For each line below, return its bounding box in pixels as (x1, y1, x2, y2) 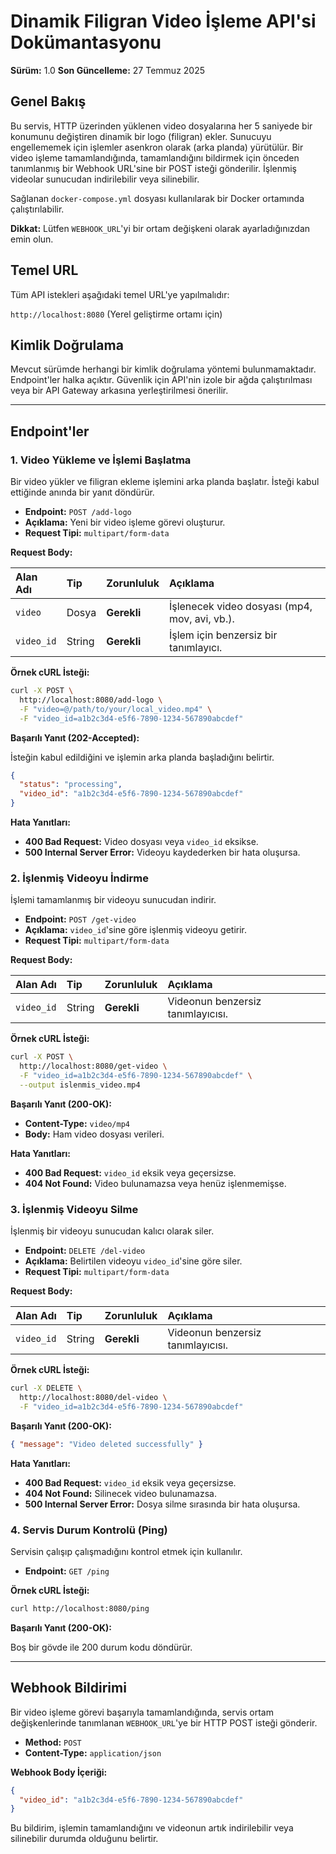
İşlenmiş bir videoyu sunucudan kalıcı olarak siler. (10, 1225, 215, 1237)
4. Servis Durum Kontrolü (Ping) (10, 1523, 168, 1537)
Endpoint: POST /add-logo (24, 506, 132, 518)
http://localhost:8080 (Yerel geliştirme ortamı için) (10, 308, 223, 320)
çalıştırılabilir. (10, 203, 65, 215)
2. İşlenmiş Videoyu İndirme (10, 871, 149, 885)
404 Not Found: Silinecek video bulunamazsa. (24, 1487, 217, 1499)
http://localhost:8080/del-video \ (19, 1393, 168, 1403)
